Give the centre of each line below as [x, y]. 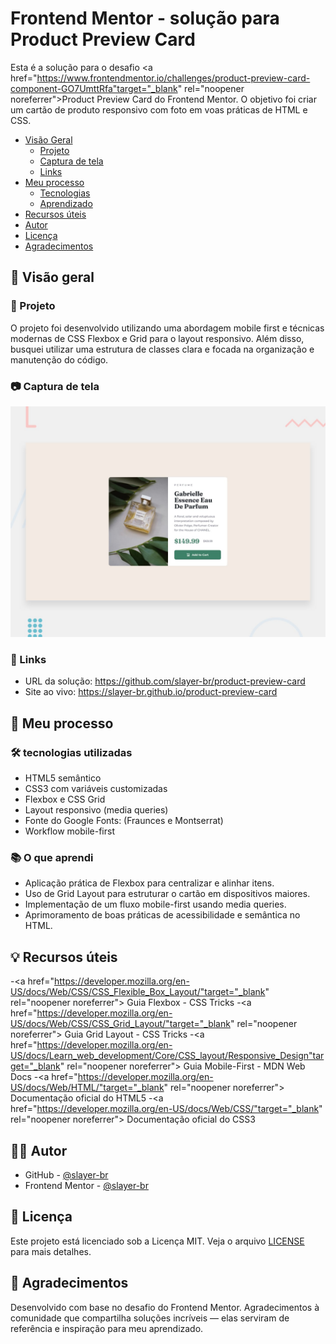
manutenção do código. [59, 359]
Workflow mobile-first [69, 831]
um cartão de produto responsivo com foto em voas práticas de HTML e [159, 109]
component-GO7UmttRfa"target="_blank [94, 88]
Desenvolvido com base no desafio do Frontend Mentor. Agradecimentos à [165, 1307]
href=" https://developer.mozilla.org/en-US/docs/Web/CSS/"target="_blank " [166, 1109]
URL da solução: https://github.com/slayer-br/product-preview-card [165, 681]
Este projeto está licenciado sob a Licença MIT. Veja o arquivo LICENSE [157, 1241]
